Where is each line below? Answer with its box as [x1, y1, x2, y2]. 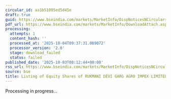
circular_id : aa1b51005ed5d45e [5, 7, 72, 13]
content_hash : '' [10, 36, 47, 41]
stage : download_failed [10, 50, 60, 55]
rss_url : [5, 64, 24, 69]
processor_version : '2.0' [10, 45, 65, 51]
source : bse [5, 69, 31, 75]
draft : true [5, 12, 31, 17]
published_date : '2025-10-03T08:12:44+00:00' [5, 60, 103, 65]
